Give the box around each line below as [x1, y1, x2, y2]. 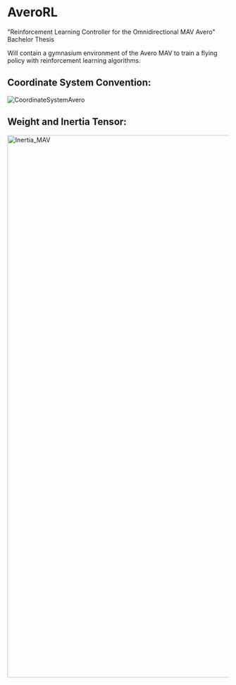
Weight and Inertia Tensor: [7, 116, 127, 128]
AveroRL [7, 4, 58, 20]
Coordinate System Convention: [7, 77, 151, 89]
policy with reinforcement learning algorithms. [7, 56, 141, 64]
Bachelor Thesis [7, 35, 55, 43]
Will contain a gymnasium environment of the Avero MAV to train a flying [7, 49, 218, 57]
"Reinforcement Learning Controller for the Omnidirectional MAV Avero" [7, 28, 216, 36]
